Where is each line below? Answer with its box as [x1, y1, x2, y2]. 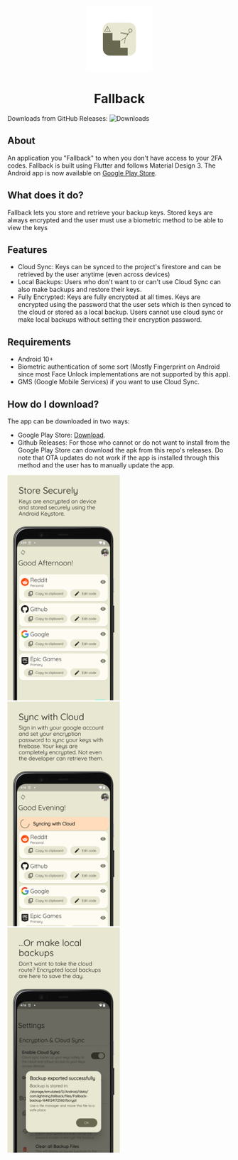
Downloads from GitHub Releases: [7, 114, 108, 122]
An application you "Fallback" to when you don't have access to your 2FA [7, 153, 222, 162]
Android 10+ [17, 355, 54, 364]
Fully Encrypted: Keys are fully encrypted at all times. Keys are [17, 293, 201, 301]
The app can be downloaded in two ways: [7, 417, 130, 425]
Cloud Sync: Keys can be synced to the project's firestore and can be [17, 263, 222, 271]
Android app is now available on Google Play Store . [7, 168, 158, 177]
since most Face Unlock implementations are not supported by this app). [17, 370, 231, 379]
